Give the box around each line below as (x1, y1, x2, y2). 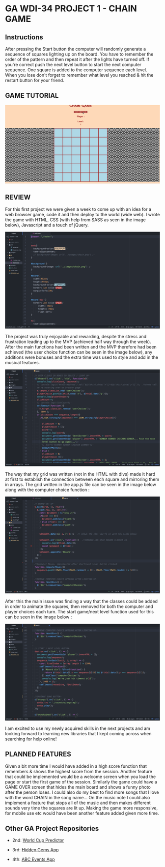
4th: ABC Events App (12, 856, 55, 863)
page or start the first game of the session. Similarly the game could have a (5, 779, 157, 784)
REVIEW (5, 193, 31, 202)
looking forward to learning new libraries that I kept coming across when (5, 730, 152, 736)
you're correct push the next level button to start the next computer (5, 62, 141, 67)
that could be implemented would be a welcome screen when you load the (5, 774, 156, 780)
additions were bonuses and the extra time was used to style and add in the (5, 354, 159, 360)
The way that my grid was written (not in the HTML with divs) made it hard (5, 471, 156, 477)
